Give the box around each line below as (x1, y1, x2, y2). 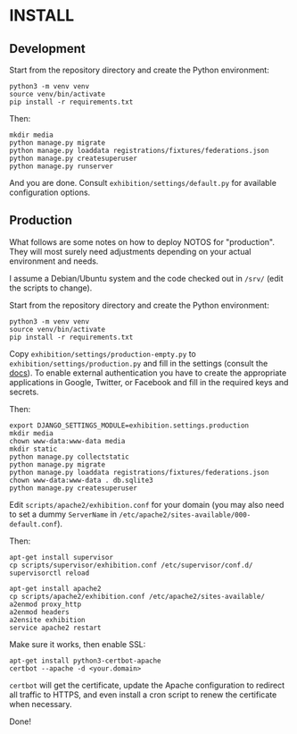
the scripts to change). (9, 283, 93, 293)
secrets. (9, 386, 39, 397)
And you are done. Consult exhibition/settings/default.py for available (9, 178, 276, 188)
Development (9, 41, 87, 56)
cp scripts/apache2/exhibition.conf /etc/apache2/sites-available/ (9, 592, 266, 601)
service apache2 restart (9, 623, 102, 632)
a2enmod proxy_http (9, 600, 82, 609)
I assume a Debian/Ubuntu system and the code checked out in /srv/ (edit (9, 273, 284, 283)
